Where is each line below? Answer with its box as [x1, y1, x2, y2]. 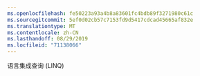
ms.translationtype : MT [7, 23, 76, 29]
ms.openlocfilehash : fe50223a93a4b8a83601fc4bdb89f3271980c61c [7, 10, 194, 17]
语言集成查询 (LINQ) [7, 62, 64, 69]
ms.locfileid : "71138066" [7, 42, 82, 49]
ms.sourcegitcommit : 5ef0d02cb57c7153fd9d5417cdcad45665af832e [7, 16, 194, 23]
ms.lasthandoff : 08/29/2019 [7, 36, 89, 42]
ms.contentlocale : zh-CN [7, 29, 79, 36]
